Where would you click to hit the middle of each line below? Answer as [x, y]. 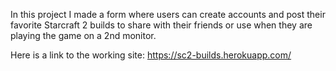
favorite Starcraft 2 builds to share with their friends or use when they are [161, 25]
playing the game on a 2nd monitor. [83, 35]
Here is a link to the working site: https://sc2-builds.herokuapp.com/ [151, 55]
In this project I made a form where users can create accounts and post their [168, 14]
